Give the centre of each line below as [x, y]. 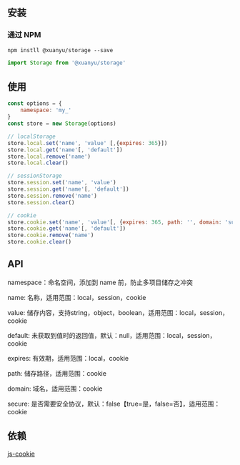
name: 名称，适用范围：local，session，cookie [77, 297]
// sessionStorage [35, 176]
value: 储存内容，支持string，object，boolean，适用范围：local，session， [118, 312]
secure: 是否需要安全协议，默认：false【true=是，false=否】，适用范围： [114, 404]
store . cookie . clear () [40, 242]
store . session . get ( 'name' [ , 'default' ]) [69, 189]
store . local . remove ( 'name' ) [49, 156]
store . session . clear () [41, 202]
